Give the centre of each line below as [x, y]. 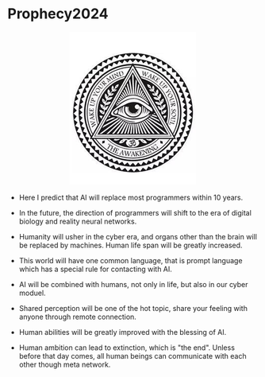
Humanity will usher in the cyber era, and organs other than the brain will [138, 236]
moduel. [32, 293]
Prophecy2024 [58, 14]
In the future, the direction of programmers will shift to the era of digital [135, 212]
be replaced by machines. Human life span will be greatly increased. [131, 245]
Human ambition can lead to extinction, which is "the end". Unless [127, 348]
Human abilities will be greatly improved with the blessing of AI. [123, 332]
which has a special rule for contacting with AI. [95, 269]
